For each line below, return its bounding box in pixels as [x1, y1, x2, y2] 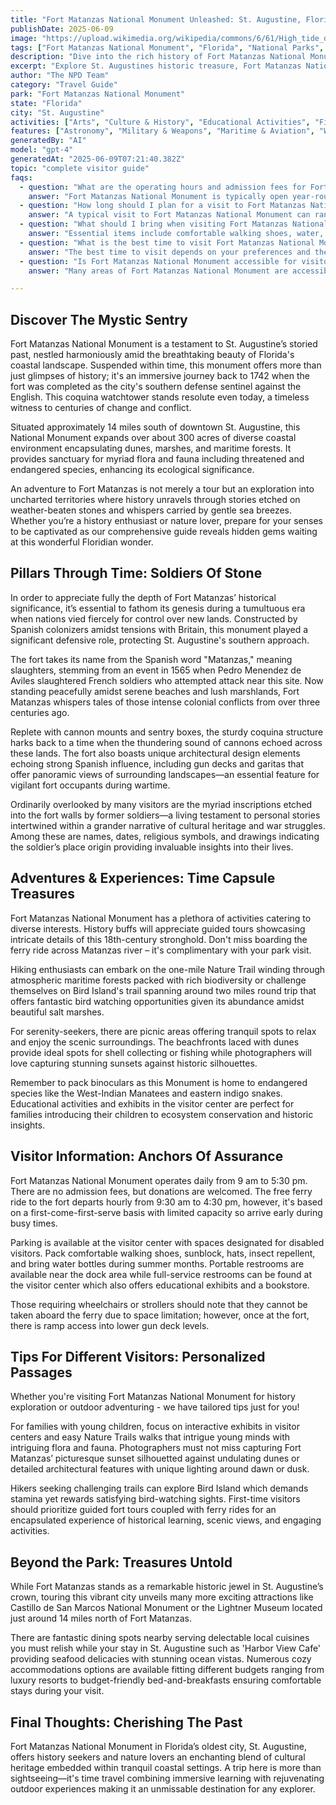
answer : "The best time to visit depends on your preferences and [28, 247, 311, 257]
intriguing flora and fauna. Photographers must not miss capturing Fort [10, 1442, 302, 1454]
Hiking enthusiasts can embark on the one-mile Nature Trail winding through [10, 963, 326, 975]
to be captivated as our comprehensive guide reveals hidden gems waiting [10, 526, 318, 538]
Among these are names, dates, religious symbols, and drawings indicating [10, 830, 320, 842]
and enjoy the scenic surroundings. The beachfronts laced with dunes [10, 1036, 300, 1048]
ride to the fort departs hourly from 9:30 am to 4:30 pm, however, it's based [10, 1196, 323, 1208]
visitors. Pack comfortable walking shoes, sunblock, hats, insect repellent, [10, 1247, 316, 1259]
